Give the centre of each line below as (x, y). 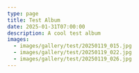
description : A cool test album (54, 33)
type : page (23, 14)
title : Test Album (34, 20)
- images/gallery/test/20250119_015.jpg (73, 46)
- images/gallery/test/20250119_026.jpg (73, 59)
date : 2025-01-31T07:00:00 (46, 26)
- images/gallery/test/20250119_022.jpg (73, 53)
